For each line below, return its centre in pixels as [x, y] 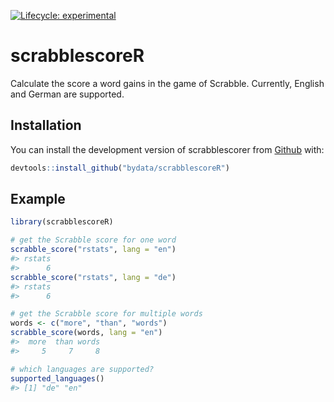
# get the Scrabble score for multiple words [106, 314]
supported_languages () [57, 378]
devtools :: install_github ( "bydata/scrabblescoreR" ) [120, 168]
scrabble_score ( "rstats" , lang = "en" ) [93, 250]
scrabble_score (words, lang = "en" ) [86, 333]
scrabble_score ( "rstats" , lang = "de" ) [93, 277]
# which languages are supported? [82, 369]
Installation [46, 125]
